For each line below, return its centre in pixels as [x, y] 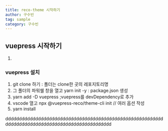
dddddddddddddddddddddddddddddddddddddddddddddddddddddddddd [84, 119]
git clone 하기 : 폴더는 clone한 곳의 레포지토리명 [60, 84]
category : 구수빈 [22, 24]
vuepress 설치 [23, 72]
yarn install [24, 109]
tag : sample [18, 19]
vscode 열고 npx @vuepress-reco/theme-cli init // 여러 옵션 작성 [78, 103]
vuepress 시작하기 [33, 46]
